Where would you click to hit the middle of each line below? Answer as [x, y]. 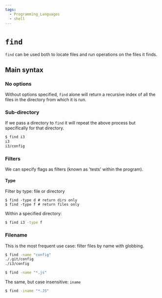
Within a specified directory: [33, 213]
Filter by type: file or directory [35, 192]
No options [18, 84]
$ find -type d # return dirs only [41, 200]
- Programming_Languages [35, 14]
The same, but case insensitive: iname [43, 282]
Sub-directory [22, 112]
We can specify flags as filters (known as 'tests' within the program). [74, 170]
